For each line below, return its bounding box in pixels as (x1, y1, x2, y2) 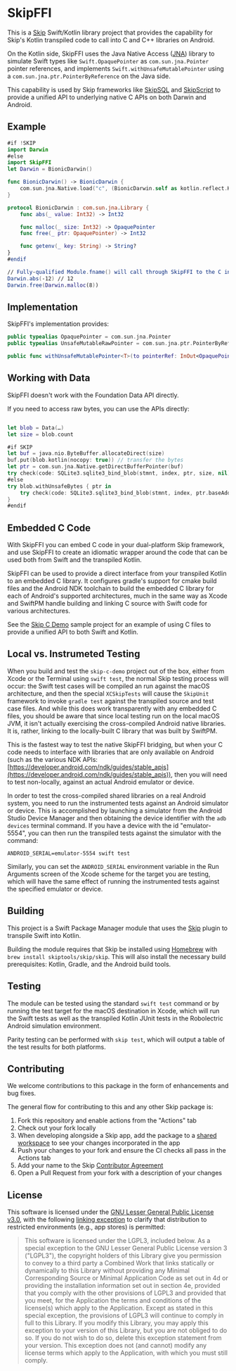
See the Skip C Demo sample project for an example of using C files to (7, 620, 211, 629)
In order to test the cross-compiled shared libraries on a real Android (7, 791, 206, 800)
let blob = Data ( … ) (7, 424, 65, 431)
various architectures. (7, 607, 71, 615)
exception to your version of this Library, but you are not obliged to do (24, 1326, 228, 1335)
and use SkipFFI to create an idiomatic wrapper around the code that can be (7, 548, 228, 557)
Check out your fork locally (17, 1124, 96, 1132)
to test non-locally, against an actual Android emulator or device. (7, 777, 195, 786)
